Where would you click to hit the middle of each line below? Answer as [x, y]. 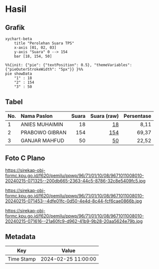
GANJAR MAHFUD [42, 140]
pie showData [19, 74]
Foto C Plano [25, 158]
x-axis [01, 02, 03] [35, 48]
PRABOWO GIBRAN [43, 132]
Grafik [15, 28]
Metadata [20, 237]
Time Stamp [22, 259]
